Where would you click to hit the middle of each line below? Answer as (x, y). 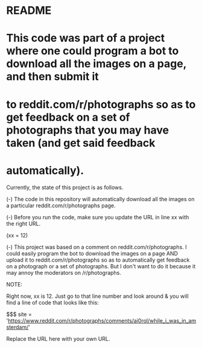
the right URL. (24, 224)
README (29, 11)
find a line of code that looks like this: (53, 302)
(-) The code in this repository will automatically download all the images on (100, 199)
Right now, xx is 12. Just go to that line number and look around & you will (97, 296)
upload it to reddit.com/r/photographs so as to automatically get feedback (98, 260)
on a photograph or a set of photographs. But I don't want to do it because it (101, 266)
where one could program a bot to (93, 51)
